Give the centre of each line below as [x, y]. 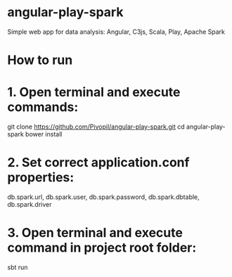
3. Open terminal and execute [95, 233]
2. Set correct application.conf [98, 163]
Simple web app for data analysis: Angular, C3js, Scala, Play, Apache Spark [116, 32]
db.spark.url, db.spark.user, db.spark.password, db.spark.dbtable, [104, 197]
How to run [40, 60]
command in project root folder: [102, 248]
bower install [44, 134]
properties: [41, 178]
